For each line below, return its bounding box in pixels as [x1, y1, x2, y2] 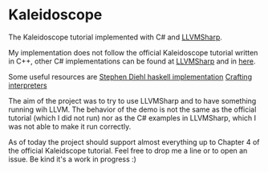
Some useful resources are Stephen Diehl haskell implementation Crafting [8, 72, 253, 81]
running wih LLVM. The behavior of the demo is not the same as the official [8, 104, 257, 114]
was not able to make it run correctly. [8, 121, 132, 131]
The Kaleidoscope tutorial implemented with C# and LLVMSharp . [8, 32, 223, 42]
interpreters [8, 80, 47, 90]
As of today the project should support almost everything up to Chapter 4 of [8, 137, 260, 146]
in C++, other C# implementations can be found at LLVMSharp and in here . [8, 56, 256, 66]
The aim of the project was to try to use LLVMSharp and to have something [8, 96, 257, 105]
